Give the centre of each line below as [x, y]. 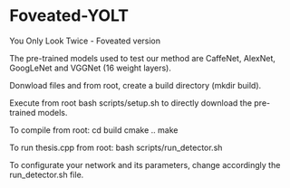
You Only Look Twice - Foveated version [85, 41]
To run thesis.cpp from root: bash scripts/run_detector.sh [116, 147]
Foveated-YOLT [69, 16]
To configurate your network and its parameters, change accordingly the [145, 164]
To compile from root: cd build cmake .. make [94, 130]
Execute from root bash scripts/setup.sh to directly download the [130, 103]
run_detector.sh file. [47, 174]
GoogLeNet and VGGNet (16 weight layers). [91, 68]
